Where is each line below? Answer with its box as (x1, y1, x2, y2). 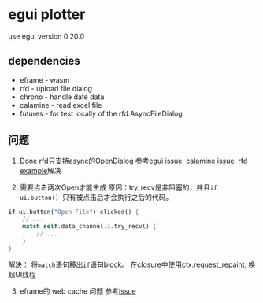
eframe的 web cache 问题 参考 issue (19, 286, 136, 296)
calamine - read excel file (19, 100, 102, 109)
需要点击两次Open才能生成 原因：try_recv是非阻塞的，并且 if (19, 183, 218, 192)
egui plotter (8, 6, 86, 24)
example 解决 (19, 165, 61, 175)
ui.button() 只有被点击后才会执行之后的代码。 (19, 192, 173, 201)
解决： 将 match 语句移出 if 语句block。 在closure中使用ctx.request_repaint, (8, 260, 247, 269)
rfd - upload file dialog (19, 83, 93, 93)
